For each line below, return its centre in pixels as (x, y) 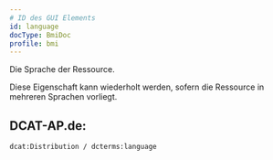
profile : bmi (34, 43)
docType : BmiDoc (40, 35)
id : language (34, 27)
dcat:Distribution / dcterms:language (83, 147)
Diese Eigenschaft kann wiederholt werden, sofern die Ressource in (137, 87)
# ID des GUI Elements (52, 18)
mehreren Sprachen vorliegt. (63, 97)
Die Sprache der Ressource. (63, 69)
